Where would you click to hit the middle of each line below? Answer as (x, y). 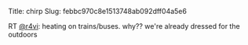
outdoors (23, 35)
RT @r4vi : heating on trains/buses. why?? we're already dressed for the (124, 26)
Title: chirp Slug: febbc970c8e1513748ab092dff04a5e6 (97, 11)
